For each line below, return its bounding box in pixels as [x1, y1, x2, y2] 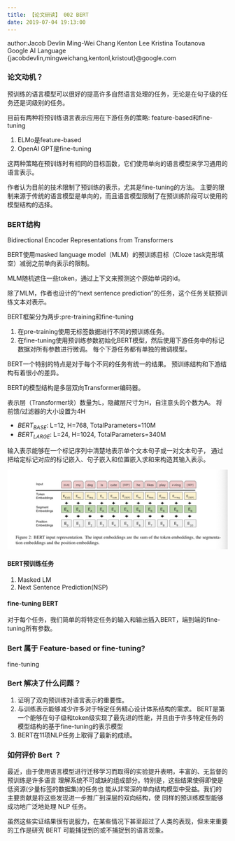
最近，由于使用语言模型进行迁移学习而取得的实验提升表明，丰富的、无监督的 [7, 767, 228, 776]
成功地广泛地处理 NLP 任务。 [7, 802, 91, 811]
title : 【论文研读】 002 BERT [7, 11, 89, 18]
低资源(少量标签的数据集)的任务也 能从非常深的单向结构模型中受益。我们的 [7, 785, 222, 793]
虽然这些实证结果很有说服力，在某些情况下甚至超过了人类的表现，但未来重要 [7, 817, 228, 826]
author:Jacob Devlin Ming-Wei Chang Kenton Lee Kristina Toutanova [7, 39, 206, 47]
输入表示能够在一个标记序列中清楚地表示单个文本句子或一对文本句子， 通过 [7, 446, 224, 454]
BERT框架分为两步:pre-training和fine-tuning [7, 312, 134, 321]
